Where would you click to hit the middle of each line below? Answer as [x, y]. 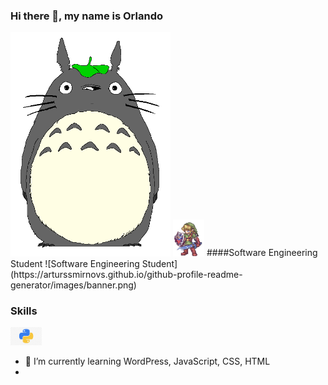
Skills [24, 311]
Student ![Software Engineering [75, 263]
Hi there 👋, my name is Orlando [87, 16]
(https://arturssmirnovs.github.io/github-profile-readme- [126, 274]
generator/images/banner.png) [73, 285]
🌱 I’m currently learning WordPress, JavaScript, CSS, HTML [147, 361]
